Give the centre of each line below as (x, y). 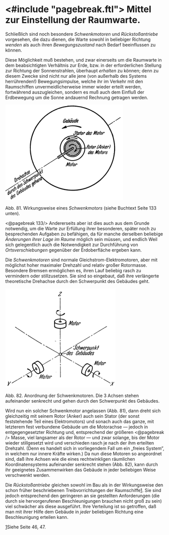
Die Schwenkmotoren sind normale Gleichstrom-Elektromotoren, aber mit (81, 260)
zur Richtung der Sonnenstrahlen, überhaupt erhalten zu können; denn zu (82, 70)
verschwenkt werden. (28, 475)
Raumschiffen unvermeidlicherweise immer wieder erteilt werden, (74, 86)
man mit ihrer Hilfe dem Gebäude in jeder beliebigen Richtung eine (74, 512)
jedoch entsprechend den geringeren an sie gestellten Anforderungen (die (82, 496)
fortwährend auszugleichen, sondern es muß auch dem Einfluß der (75, 92)
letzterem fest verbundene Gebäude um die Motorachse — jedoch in (76, 427)
